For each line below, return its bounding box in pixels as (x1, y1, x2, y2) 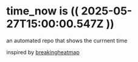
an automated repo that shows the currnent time (6, 37, 128, 44)
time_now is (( (6, 4, 79, 18)
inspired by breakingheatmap (6, 48, 80, 55)
